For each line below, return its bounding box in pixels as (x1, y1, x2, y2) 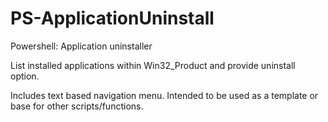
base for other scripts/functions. (10, 100, 144, 112)
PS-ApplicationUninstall (10, 7, 215, 30)
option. (10, 70, 40, 82)
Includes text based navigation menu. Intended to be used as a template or (10, 89, 319, 101)
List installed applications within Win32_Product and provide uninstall (10, 59, 296, 71)
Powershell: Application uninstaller (10, 40, 153, 52)
